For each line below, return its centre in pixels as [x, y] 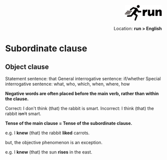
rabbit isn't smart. [23, 114]
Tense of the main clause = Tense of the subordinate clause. [69, 123]
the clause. [17, 99]
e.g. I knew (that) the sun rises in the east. [49, 152]
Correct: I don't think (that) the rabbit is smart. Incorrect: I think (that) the [80, 108]
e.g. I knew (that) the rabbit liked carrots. [47, 133]
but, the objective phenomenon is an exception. [54, 142]
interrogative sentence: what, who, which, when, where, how [68, 84]
